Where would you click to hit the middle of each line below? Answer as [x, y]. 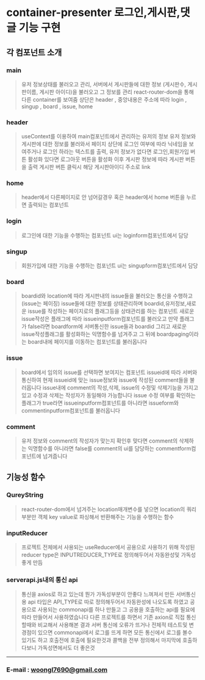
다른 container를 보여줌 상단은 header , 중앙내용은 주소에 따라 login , [104, 99]
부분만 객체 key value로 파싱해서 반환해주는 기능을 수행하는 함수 [98, 517]
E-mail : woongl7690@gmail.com [57, 670]
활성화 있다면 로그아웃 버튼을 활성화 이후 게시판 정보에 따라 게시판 [106, 159]
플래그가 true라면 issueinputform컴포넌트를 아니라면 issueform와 [100, 403]
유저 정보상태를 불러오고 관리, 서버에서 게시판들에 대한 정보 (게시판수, [103, 84]
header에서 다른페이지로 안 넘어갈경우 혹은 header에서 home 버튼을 [103, 197]
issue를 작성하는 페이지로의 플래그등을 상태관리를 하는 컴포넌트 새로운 [111, 311]
